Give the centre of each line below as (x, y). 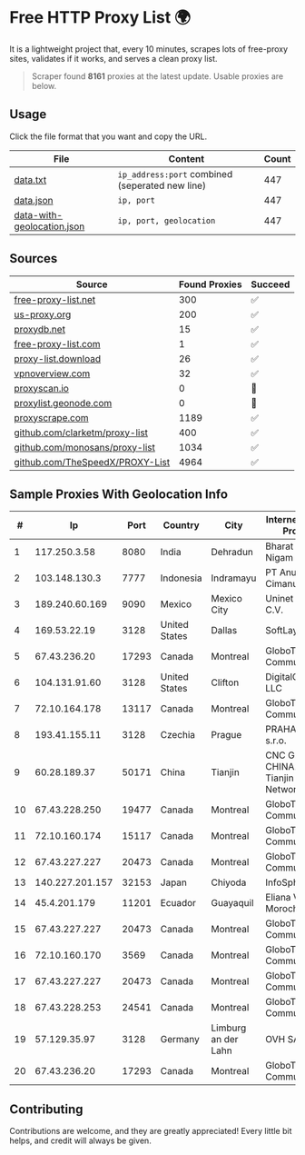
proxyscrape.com (51, 417)
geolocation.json (49, 226)
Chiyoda (229, 882)
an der (225, 1040)
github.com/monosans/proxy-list (85, 447)
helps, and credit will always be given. (80, 1140)
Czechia (178, 735)
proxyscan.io (42, 388)
